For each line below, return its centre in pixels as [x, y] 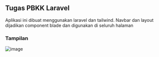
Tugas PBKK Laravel [37, 8]
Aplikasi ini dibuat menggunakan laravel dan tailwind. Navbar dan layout [79, 20]
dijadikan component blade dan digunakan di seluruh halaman [69, 25]
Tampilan [17, 38]
